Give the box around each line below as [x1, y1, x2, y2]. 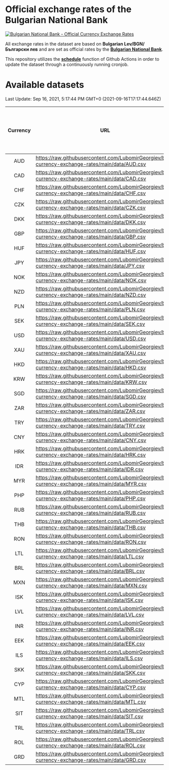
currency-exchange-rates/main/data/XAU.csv [35, 349, 146, 356]
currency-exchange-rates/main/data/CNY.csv [35, 436, 147, 443]
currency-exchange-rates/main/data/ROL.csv [35, 742, 146, 749]
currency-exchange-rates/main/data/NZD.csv [35, 291, 146, 298]
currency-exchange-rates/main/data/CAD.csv [35, 175, 146, 182]
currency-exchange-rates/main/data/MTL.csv [35, 698, 146, 705]
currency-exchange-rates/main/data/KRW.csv [35, 378, 147, 385]
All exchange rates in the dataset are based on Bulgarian [5, 40, 123, 47]
